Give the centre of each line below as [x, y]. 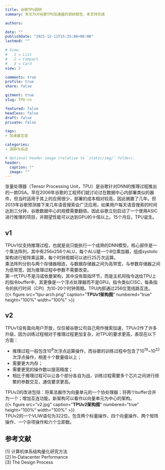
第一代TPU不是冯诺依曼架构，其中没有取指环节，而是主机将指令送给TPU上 [81, 276]
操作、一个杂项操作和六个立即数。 [40, 422]
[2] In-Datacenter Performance [36, 457]
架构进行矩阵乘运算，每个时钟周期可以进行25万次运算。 [62, 258]
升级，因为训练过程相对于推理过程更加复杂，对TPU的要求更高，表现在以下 [81, 334]
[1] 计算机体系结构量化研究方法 [36, 452]
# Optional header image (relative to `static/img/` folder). [70, 158]
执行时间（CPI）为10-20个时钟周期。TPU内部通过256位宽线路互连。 [83, 289]
